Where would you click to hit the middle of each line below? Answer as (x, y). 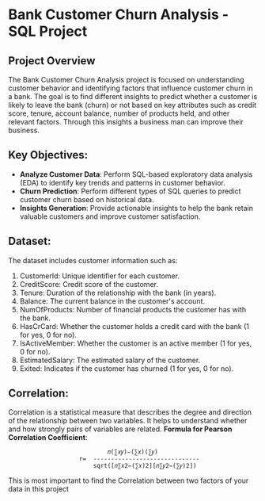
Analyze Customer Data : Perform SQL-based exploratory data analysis (136, 174)
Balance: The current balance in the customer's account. (112, 301)
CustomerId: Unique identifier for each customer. (100, 276)
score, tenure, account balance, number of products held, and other (119, 113)
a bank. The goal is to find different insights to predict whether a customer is (133, 96)
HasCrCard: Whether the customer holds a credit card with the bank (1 (134, 326)
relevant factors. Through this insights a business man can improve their (126, 122)
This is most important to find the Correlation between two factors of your (129, 480)
